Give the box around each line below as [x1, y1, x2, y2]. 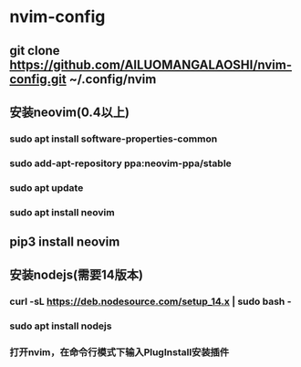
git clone [9, 43, 61, 58]
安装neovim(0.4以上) [9, 104, 130, 120]
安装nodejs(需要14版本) [9, 267, 144, 283]
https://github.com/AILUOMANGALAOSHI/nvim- [9, 57, 293, 72]
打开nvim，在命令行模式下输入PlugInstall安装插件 [9, 346, 230, 359]
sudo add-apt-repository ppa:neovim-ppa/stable [9, 157, 233, 170]
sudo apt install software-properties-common [9, 132, 218, 145]
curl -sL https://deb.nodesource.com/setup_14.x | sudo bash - [9, 295, 292, 308]
